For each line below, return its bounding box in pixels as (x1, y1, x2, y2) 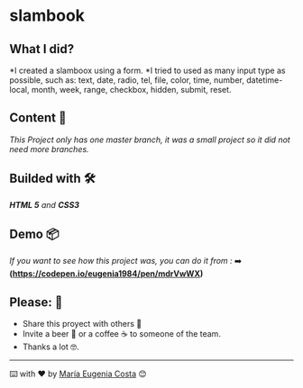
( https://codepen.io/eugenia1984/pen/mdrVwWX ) (9, 268, 204, 279)
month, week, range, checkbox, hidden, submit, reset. (31, 85, 232, 95)
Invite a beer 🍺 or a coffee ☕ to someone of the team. (22, 329, 221, 339)
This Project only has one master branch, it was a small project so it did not (9, 134, 290, 145)
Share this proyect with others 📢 (22, 319, 142, 329)
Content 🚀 (9, 110, 68, 126)
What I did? (9, 41, 75, 57)
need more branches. (9, 143, 89, 154)
